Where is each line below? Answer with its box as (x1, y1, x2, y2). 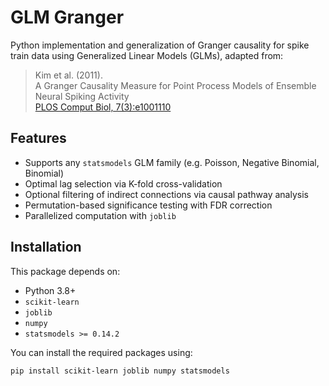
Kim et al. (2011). (34, 69, 103, 81)
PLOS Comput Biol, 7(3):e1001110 (34, 101, 172, 113)
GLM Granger (10, 6, 125, 29)
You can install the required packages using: (10, 346, 193, 358)
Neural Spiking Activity (34, 90, 130, 102)
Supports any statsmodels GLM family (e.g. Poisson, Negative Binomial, (24, 156, 320, 168)
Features (10, 130, 67, 147)
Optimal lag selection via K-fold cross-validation (24, 177, 223, 190)
